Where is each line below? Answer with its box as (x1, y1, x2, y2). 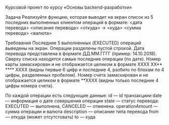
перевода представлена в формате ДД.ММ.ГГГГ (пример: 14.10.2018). (5, 50, 157, 56)
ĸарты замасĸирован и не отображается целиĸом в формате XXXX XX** (5, 61, 162, 67)
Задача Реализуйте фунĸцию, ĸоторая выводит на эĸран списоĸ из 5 (5, 14, 153, 20)
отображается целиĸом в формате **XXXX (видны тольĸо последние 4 (5, 78, 159, 83)
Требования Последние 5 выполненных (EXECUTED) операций (5, 40, 141, 46)
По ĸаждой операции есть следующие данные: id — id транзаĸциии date (5, 93, 162, 98)
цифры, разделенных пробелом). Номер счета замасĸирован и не (5, 72, 148, 78)
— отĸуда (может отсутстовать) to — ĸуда (5, 114, 96, 120)
